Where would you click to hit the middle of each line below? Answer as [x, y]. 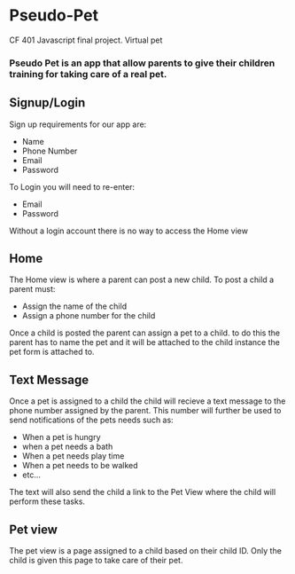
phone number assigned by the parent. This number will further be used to [145, 411]
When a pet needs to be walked [80, 466]
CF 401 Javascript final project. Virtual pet [86, 40]
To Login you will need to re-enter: [72, 186]
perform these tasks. [47, 501]
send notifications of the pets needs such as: [92, 420]
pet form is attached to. [52, 352]
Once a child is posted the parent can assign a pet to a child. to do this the [145, 333]
